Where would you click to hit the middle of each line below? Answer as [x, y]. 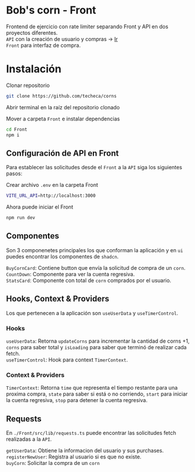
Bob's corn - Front [51, 10]
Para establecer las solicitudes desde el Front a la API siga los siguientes [94, 168]
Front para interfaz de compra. [43, 45]
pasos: [14, 173]
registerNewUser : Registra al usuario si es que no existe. [74, 457]
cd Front [17, 129]
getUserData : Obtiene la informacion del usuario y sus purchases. [85, 451]
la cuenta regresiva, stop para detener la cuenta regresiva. [77, 400]
